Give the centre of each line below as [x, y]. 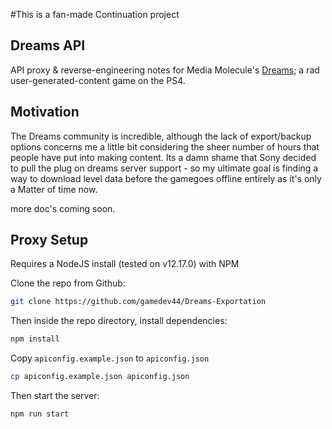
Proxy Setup [49, 240]
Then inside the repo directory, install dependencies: [119, 321]
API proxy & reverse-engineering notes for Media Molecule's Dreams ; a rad [165, 70]
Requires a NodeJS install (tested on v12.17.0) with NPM [125, 264]
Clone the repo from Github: [68, 283]
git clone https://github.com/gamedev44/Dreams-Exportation [138, 302]
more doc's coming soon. [63, 208]
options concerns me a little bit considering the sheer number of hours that [165, 146]
